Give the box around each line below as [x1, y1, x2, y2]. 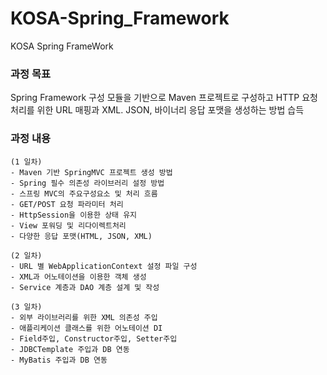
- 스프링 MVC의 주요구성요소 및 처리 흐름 [10, 188, 158, 199]
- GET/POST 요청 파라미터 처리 [10, 199, 124, 209]
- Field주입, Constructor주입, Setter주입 [10, 333, 178, 344]
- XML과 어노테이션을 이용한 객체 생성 [10, 272, 147, 282]
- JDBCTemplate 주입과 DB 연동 [10, 344, 130, 354]
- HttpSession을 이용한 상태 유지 [10, 210, 138, 220]
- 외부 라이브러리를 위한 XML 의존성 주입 [10, 312, 158, 322]
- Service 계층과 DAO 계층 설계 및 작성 [10, 282, 160, 292]
